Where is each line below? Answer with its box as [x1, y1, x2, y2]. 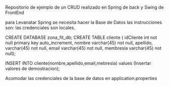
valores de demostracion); [5, 65, 60, 71]
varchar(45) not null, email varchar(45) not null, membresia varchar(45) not [5, 45, 162, 51]
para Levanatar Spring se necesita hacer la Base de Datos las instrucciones [5, 20, 162, 25]
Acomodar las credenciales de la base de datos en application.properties [5, 75, 157, 81]
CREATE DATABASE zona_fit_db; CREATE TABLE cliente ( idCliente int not [5, 35, 157, 40]
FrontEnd [5, 10, 24, 16]
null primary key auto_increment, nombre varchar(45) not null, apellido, [5, 40, 153, 46]
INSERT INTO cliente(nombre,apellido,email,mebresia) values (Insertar [5, 60, 151, 66]
